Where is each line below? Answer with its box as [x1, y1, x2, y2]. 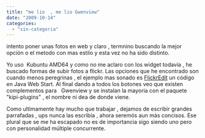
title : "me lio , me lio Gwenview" [6, 9, 100, 15]
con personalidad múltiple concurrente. [6, 125, 106, 132]
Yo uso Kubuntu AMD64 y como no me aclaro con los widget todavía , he [6, 61, 193, 68]
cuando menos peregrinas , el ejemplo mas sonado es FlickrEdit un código [6, 74, 195, 81]
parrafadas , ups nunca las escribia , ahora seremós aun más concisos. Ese [6, 112, 197, 119]
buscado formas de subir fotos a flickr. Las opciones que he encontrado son [6, 68, 199, 75]
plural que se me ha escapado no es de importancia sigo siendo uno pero [6, 118, 192, 126]
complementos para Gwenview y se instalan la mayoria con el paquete [6, 87, 187, 95]
